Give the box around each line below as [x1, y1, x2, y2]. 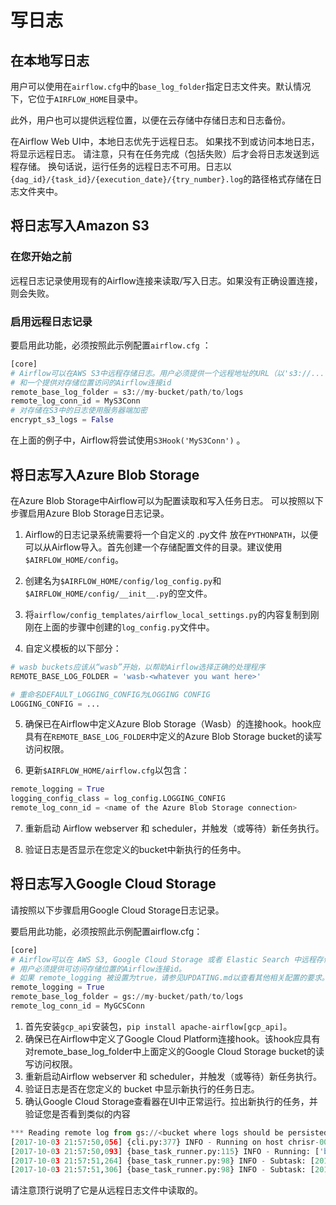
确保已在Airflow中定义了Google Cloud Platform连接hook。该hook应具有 [24, 1032, 321, 1045]
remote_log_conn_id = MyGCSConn [10, 1001, 145, 1011]
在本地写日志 [10, 52, 90, 69]
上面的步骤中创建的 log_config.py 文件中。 [42, 621, 215, 633]
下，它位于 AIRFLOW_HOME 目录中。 [10, 93, 143, 105]
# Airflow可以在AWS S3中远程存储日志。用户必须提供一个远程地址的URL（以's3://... [10, 368, 325, 378]
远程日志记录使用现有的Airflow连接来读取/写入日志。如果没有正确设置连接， [10, 274, 323, 286]
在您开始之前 [10, 250, 73, 264]
